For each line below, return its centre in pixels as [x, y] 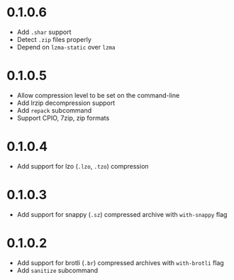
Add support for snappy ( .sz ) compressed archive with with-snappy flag [122, 214]
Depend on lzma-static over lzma [66, 47]
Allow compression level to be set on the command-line [98, 95]
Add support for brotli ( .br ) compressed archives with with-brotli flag [120, 262]
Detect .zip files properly [54, 39]
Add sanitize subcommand [57, 270]
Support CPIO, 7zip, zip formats [63, 118]
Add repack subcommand [54, 110]
